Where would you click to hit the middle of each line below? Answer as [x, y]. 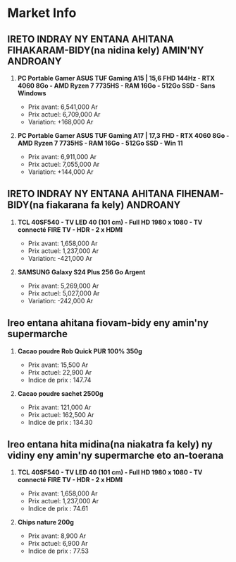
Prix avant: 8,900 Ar [57, 536]
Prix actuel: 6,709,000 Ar [64, 114]
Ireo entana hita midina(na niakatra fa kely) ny [110, 444]
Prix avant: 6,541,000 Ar [63, 107]
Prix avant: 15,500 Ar [58, 365]
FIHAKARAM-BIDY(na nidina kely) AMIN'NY [106, 50]
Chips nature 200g [45, 522]
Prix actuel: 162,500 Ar [61, 414]
